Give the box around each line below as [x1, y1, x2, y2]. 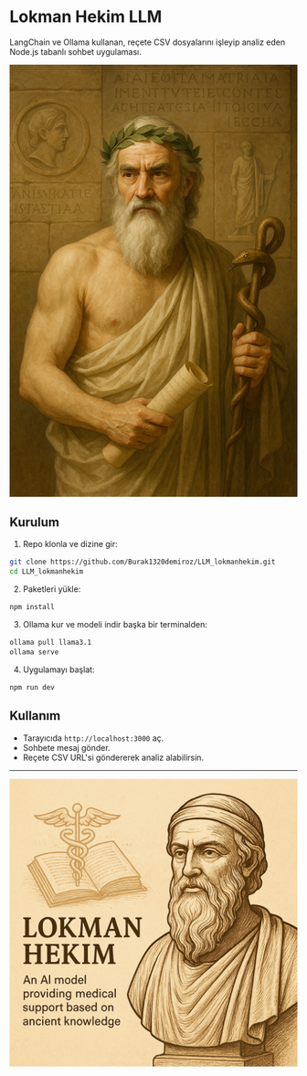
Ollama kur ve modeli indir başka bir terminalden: [22, 619, 207, 630]
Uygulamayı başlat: [22, 664, 95, 675]
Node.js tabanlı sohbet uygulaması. [9, 46, 142, 57]
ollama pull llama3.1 [9, 638, 92, 648]
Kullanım [9, 708, 61, 723]
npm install [9, 603, 55, 612]
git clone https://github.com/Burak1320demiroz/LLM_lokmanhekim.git [9, 557, 276, 567]
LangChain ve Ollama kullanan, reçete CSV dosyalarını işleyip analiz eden [9, 37, 286, 47]
